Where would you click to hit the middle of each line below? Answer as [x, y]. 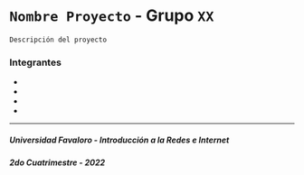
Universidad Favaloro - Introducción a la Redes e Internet [119, 140]
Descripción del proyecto [58, 40]
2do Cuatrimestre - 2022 [57, 162]
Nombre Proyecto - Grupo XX [112, 16]
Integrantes [35, 62]
